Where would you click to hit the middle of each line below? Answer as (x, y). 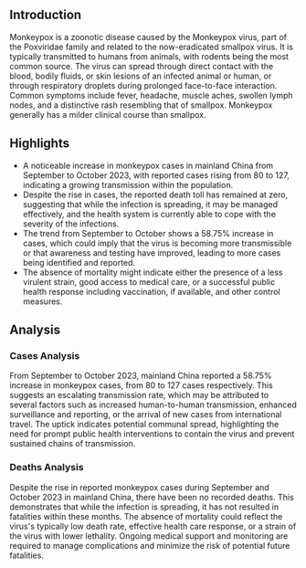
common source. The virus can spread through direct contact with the (142, 66)
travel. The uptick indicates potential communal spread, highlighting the (144, 425)
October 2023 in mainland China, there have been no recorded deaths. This (152, 497)
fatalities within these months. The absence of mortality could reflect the (146, 516)
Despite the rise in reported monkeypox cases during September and (139, 487)
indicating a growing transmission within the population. (128, 184)
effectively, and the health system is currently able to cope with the (149, 214)
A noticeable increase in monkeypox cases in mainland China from (148, 165)
